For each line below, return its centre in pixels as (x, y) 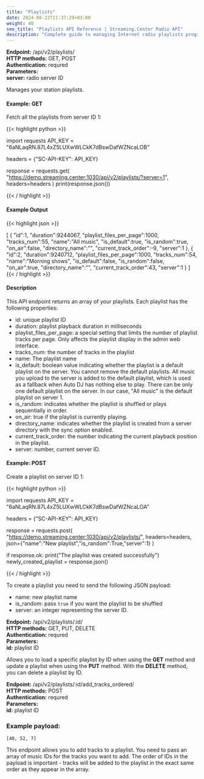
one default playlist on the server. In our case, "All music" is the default (104, 391)
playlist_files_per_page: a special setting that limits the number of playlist (106, 332)
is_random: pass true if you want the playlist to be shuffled (89, 603)
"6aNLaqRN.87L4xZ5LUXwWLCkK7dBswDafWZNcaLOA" (78, 507)
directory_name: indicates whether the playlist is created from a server (104, 423)
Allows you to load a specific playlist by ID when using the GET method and (101, 660)
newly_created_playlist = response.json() (57, 561)
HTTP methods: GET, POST (41, 59)
